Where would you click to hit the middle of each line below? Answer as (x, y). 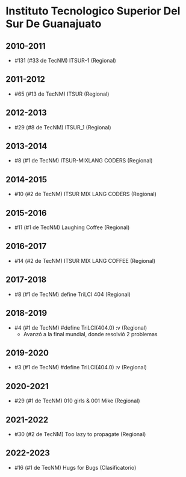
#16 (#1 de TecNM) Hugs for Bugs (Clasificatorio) (75, 467)
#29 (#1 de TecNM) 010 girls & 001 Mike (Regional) (77, 401)
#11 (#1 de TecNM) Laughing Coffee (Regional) (72, 227)
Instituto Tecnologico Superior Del (93, 11)
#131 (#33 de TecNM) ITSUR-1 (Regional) (65, 60)
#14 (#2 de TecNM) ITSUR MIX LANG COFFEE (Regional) (85, 260)
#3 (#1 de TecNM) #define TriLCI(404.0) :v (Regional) (80, 368)
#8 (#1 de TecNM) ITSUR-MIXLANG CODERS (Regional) (83, 161)
